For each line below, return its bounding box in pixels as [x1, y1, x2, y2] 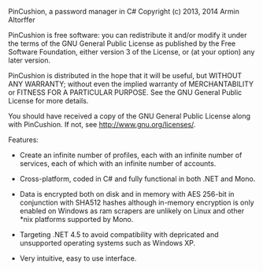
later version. [8, 55, 51, 65]
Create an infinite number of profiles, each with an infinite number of [19, 150, 243, 160]
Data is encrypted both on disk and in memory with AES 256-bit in [19, 190, 235, 198]
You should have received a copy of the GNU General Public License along [8, 111, 250, 121]
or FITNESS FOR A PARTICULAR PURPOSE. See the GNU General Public [8, 88, 243, 97]
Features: [8, 135, 39, 145]
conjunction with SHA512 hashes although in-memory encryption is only [19, 198, 254, 207]
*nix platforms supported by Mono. [19, 215, 134, 224]
